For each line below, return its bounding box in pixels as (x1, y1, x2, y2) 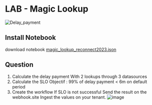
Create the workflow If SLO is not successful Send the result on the (12, 89, 147, 95)
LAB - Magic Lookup (5, 3, 88, 15)
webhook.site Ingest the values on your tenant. (12, 94, 106, 100)
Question (5, 61, 34, 69)
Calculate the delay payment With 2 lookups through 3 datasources (12, 73, 147, 79)
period (12, 84, 26, 89)
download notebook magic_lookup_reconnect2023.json (5, 46, 117, 52)
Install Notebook (5, 34, 56, 42)
